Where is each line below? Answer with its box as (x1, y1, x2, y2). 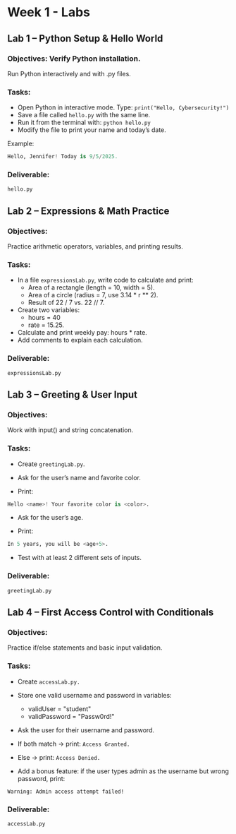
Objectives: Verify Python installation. (7, 54, 141, 64)
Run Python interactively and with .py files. (7, 69, 132, 78)
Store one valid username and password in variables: (17, 691, 172, 699)
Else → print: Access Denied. (17, 753, 101, 761)
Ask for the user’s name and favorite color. (17, 473, 141, 482)
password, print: (17, 774, 66, 782)
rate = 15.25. (27, 321, 65, 329)
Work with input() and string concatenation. (7, 426, 134, 434)
